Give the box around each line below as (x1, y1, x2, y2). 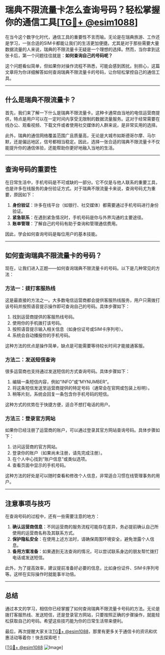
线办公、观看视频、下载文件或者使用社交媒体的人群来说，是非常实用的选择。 (5, 122, 160, 128)
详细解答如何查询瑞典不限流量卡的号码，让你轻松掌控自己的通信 (26, 69, 156, 75)
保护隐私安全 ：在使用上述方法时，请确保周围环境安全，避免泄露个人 (12, 536, 150, 542)
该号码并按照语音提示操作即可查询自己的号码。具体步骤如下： (5, 303, 130, 309)
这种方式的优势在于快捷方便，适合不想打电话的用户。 (5, 401, 113, 407)
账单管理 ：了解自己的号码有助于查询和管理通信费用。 (12, 220, 120, 227)
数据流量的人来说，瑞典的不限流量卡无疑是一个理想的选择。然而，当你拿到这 (5, 46, 160, 52)
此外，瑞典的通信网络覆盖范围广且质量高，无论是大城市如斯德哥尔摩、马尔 (5, 132, 156, 138)
